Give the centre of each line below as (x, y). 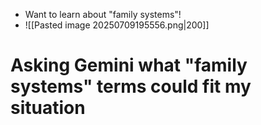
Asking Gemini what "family (129, 65)
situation (48, 108)
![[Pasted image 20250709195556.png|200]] (117, 25)
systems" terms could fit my (131, 86)
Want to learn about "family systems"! (103, 14)
